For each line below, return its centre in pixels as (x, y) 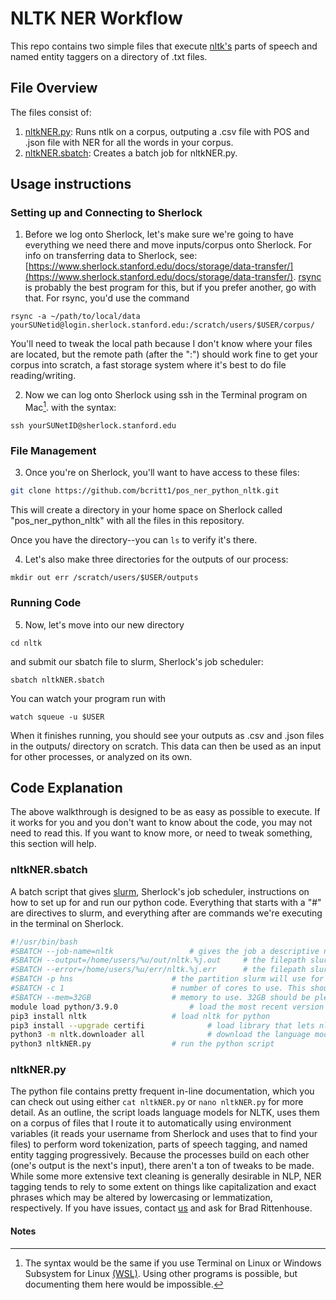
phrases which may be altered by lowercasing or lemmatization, (141, 1198)
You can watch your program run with (88, 698)
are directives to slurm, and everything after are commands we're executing (166, 913)
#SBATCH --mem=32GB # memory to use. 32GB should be (160, 997)
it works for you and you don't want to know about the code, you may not (161, 823)
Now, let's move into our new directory (104, 624)
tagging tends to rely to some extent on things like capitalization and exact (163, 1187)
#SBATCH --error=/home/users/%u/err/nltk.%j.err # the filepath (158, 970)
